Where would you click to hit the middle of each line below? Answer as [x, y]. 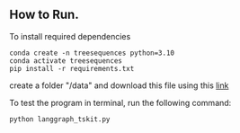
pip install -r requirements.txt [72, 68]
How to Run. [44, 15]
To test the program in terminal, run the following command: [120, 102]
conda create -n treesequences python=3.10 [92, 53]
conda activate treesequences [66, 61]
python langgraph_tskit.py [60, 119]
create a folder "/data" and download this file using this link [119, 85]
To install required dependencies [70, 36]
